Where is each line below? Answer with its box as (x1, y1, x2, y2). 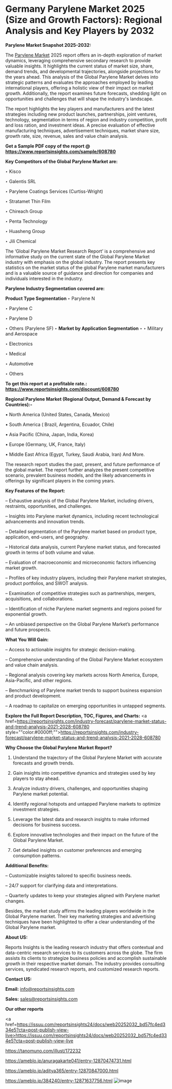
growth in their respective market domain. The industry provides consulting (5, 960, 165, 967)
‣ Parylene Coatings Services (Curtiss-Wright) (5, 188, 104, 194)
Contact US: (5, 976, 32, 982)
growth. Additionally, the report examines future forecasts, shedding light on (5, 90, 167, 96)
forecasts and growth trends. (12, 760, 74, 766)
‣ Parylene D (5, 315, 33, 322)
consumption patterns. (12, 852, 61, 859)
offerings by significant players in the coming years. (5, 477, 116, 484)
